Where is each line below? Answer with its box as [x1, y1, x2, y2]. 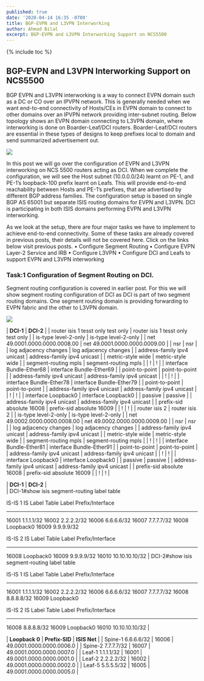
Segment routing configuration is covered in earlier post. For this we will [6, 285, 186, 292]
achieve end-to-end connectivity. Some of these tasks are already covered [6, 229, 194, 237]
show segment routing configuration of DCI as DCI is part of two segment [6, 291, 191, 299]
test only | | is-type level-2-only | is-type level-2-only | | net [6, 334, 156, 341]
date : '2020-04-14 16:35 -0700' [6, 15, 88, 21]
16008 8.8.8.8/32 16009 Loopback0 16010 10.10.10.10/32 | [6, 624, 150, 631]
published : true [6, 9, 47, 15]
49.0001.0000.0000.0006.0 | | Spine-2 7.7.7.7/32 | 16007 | [6, 642, 151, 649]
